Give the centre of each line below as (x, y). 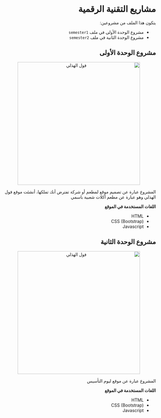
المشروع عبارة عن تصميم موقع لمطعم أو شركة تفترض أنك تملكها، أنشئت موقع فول (80, 192)
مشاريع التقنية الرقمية (117, 9)
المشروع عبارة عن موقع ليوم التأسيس (121, 381)
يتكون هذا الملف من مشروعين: (128, 23)
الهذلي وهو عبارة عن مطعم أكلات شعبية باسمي (113, 197)
